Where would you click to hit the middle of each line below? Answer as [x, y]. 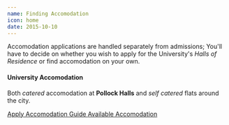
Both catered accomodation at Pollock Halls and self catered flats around [113, 93]
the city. [19, 100]
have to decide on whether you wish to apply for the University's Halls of [112, 54]
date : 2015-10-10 [32, 27]
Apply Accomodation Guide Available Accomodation [82, 114]
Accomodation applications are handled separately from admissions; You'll [115, 47]
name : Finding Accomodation [48, 14]
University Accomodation [45, 77]
